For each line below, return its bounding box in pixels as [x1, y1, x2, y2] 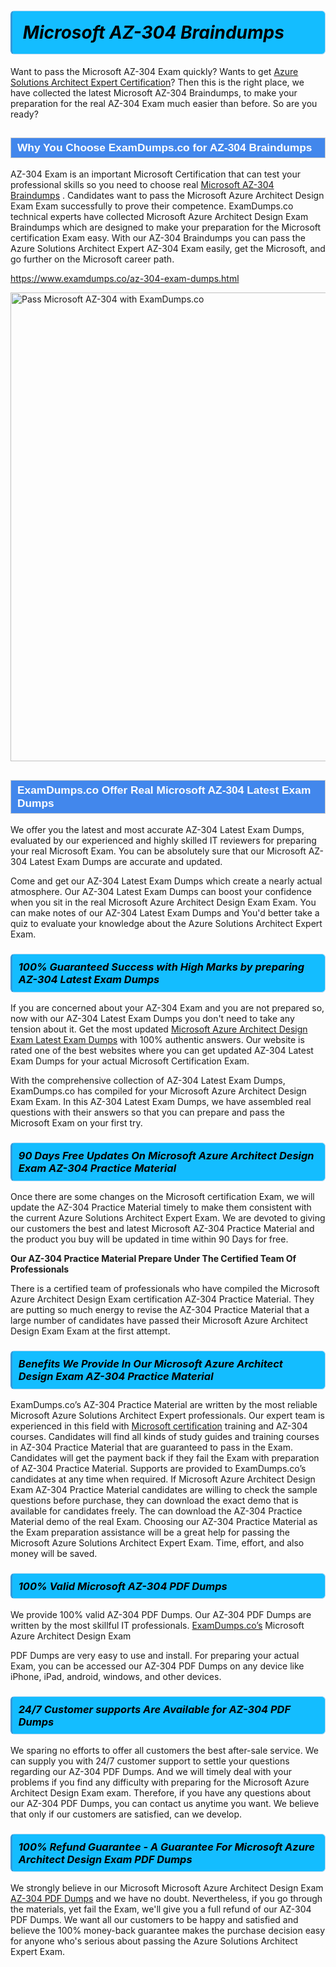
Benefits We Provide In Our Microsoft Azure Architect [18, 1356, 283, 1370]
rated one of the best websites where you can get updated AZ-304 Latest [10, 1045, 314, 1057]
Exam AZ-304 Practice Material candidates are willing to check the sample [10, 1483, 318, 1495]
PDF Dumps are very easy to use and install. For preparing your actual [10, 1649, 300, 1661]
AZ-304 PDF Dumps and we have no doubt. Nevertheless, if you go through [10, 1892, 323, 1904]
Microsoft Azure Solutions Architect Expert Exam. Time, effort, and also [10, 1536, 305, 1549]
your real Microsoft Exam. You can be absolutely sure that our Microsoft [10, 845, 307, 857]
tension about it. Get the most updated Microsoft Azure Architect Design [10, 1023, 308, 1035]
